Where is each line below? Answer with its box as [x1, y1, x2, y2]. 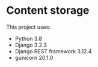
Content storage [6, 4, 90, 17]
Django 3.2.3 [14, 41, 47, 48]
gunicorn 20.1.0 [14, 54, 54, 61]
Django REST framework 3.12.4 [14, 47, 92, 54]
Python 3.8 [14, 35, 42, 42]
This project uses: [6, 23, 51, 31]
